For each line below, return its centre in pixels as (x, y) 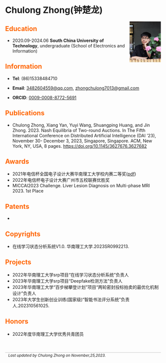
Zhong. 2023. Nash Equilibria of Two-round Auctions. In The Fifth (79, 130)
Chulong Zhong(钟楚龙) (54, 10)
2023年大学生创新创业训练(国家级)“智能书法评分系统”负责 (71, 299)
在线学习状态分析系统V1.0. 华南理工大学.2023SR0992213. (71, 246)
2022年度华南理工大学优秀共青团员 (48, 334)
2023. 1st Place (28, 191)
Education (21, 28)
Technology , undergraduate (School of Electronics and (68, 46)
